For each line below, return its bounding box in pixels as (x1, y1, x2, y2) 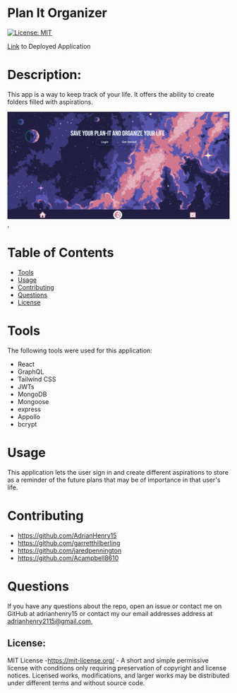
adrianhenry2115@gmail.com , (7, 617, 93, 625)
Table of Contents (7, 245, 114, 261)
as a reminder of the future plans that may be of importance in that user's (7, 475, 221, 484)
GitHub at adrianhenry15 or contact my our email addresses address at (7, 609, 213, 617)
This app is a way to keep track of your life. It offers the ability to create (7, 90, 215, 98)
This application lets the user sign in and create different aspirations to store (7, 468, 229, 476)
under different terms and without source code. (7, 678, 145, 687)
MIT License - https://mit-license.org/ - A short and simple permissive (7, 656, 209, 665)
